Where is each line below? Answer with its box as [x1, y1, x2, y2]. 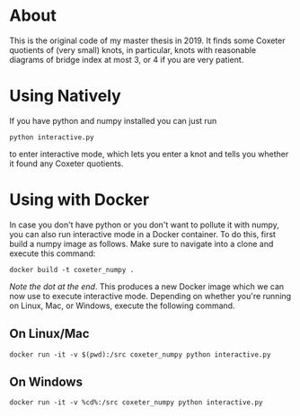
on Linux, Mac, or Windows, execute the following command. [9, 300, 235, 311]
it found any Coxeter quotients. [9, 158, 124, 169]
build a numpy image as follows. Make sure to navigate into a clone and [9, 238, 274, 249]
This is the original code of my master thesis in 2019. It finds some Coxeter [9, 35, 286, 46]
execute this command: [9, 248, 96, 259]
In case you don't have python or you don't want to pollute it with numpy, [9, 219, 280, 230]
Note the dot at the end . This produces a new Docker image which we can [9, 280, 285, 292]
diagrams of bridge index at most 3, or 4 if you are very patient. [9, 54, 244, 65]
